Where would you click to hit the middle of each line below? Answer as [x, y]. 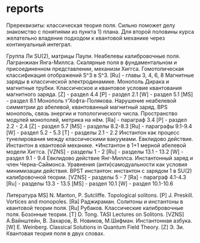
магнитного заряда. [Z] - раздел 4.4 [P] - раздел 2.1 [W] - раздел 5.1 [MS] [100, 94]
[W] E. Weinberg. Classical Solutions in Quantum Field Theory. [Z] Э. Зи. [95, 227]
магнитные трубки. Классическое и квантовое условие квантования [94, 88]
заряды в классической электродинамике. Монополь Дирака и [88, 81]
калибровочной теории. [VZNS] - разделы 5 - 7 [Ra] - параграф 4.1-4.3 [96, 177]
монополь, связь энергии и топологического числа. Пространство [92, 113]
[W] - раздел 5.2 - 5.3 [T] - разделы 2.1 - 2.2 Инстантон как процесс [93, 132]
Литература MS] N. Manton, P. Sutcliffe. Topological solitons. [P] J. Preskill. [100, 195]
